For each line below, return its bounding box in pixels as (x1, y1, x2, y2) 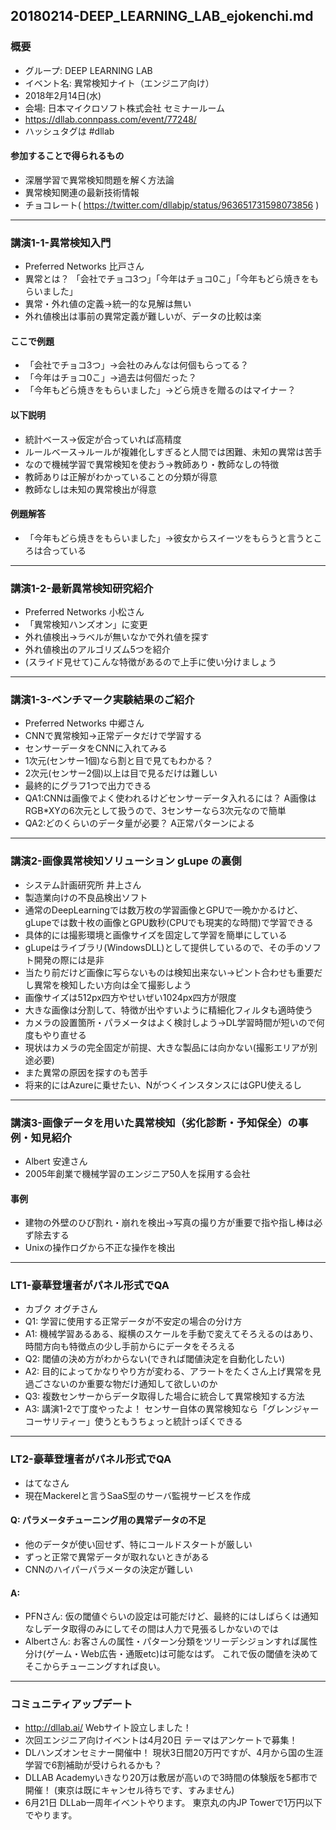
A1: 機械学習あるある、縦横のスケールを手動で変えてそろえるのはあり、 (24, 1328, 319, 1340)
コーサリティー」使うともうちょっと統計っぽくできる (24, 1415, 243, 1428)
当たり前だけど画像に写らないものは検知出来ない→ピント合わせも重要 (24, 966, 315, 978)
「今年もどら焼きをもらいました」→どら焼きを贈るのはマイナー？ (24, 384, 297, 396)
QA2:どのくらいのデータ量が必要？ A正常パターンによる (24, 817, 255, 829)
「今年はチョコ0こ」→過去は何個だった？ (24, 372, 197, 384)
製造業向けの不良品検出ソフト (24, 891, 148, 903)
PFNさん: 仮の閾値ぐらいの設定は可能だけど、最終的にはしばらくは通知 (24, 1610, 319, 1623)
